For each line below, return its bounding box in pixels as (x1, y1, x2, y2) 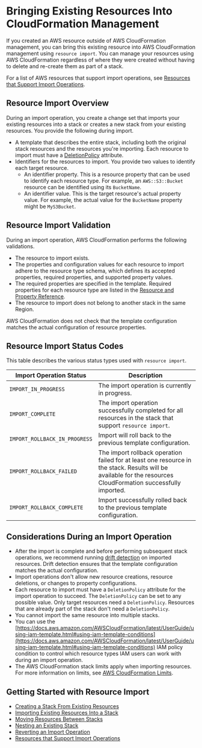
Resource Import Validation (6, 220, 111, 230)
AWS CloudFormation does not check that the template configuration (6, 317, 177, 324)
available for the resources (98, 471, 174, 480)
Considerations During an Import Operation (6, 532, 172, 542)
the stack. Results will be (98, 464, 168, 472)
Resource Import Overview (6, 98, 109, 108)
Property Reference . (14, 292, 66, 300)
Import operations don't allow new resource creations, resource (14, 573, 173, 580)
